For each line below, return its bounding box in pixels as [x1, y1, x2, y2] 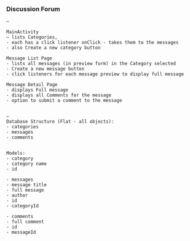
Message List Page [6, 55, 52, 61]
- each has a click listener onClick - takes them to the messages [6, 40, 179, 46]
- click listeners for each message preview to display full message [6, 71, 185, 77]
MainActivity [6, 29, 39, 35]
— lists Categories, [6, 34, 58, 40]
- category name [6, 161, 47, 167]
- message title [6, 182, 47, 188]
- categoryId [6, 203, 39, 209]
